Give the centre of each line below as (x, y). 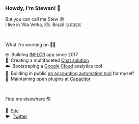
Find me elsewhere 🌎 (28, 99)
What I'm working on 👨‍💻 (31, 45)
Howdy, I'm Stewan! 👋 (33, 8)
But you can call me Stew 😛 (35, 19)
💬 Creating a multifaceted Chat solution (47, 60)
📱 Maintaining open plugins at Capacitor (48, 79)
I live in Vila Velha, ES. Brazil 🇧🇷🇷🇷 (43, 24)
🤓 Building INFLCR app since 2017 (42, 55)
